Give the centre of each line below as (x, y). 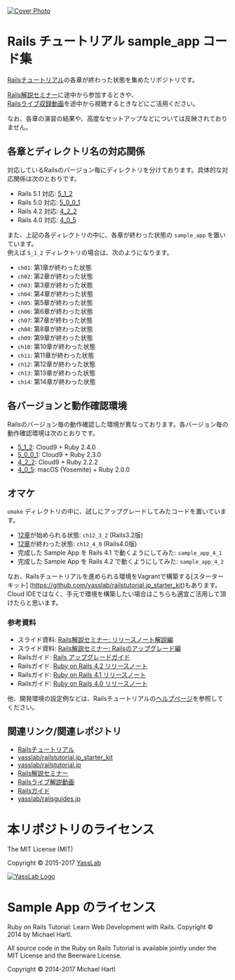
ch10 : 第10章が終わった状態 (56, 346)
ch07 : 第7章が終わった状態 (55, 320)
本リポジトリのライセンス (81, 829)
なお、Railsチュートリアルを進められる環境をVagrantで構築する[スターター (116, 576)
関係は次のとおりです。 (47, 179)
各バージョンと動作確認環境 (67, 406)
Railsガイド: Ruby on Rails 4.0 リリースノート (82, 683)
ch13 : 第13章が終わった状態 (56, 373)
